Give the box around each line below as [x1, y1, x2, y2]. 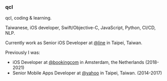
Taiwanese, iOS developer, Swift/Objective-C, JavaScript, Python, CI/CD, [5, 25, 156, 31]
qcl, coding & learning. [5, 15, 52, 21]
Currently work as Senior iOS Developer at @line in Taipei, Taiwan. [5, 40, 143, 46]
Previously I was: [5, 49, 40, 56]
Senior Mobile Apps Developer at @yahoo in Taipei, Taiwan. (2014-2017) [12, 70, 162, 76]
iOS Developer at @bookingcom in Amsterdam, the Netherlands [12, 59, 144, 65]
